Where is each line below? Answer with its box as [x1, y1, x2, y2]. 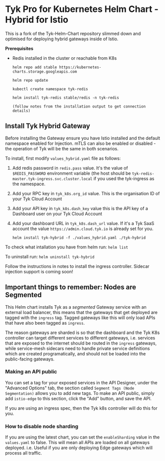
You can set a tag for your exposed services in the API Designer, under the [5, 379, 158, 385]
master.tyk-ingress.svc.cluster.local [12, 176, 93, 181]
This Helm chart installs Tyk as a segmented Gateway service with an [5, 304, 147, 310]
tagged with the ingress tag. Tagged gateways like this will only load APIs [5, 315, 156, 321]
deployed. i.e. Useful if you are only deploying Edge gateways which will [5, 445, 153, 451]
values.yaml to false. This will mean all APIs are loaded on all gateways [5, 440, 150, 446]
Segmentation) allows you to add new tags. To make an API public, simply [5, 390, 155, 396]
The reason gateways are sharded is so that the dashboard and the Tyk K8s [5, 330, 160, 336]
